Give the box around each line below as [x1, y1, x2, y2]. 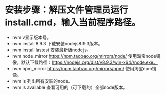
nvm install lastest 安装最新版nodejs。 [12, 47, 91, 53]
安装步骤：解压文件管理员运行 [5, 4, 129, 16]
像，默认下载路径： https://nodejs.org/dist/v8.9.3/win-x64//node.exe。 [12, 59, 158, 65]
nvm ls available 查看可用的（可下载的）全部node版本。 [12, 84, 128, 90]
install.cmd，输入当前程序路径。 [5, 17, 141, 28]
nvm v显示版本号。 [12, 34, 51, 40]
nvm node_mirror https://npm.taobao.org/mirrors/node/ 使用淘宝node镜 [12, 53, 161, 59]
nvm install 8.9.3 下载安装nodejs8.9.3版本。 [12, 40, 103, 46]
